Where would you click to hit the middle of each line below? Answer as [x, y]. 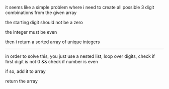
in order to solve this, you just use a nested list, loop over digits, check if [80, 56]
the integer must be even [31, 32]
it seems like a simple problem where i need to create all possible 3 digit [80, 7]
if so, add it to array [26, 71]
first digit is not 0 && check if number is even [52, 62]
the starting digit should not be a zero [44, 22]
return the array [21, 81]
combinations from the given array [41, 13]
